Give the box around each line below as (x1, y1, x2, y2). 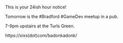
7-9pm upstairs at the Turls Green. (5, 23, 75, 29)
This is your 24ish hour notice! (5, 4, 67, 10)
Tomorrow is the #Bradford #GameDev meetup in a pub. (5, 14, 119, 19)
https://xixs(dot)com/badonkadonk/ (5, 33, 77, 38)
